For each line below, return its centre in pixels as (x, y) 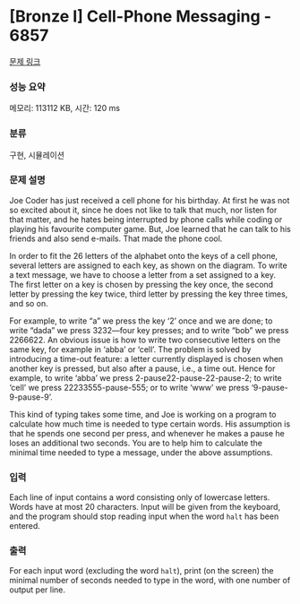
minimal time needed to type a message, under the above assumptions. (141, 452)
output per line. (37, 590)
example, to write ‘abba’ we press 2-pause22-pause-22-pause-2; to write (146, 377)
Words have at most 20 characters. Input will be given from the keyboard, (145, 507)
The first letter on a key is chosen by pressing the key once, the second (141, 284)
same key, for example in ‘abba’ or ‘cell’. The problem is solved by (130, 349)
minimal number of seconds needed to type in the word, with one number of (150, 581)
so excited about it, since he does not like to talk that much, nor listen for (143, 210)
